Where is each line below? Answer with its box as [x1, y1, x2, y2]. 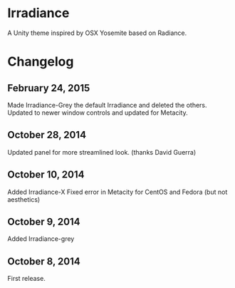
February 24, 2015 [7, 82, 90, 94]
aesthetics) [7, 195, 41, 204]
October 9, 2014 [7, 215, 80, 227]
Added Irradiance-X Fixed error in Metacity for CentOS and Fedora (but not [7, 187, 228, 196]
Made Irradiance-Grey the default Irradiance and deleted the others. [7, 101, 208, 109]
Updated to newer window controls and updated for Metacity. [7, 108, 188, 117]
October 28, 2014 [7, 129, 87, 141]
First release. [7, 274, 46, 283]
